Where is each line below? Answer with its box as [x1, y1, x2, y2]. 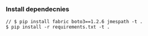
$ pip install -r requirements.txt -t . [6, 24, 111, 31]
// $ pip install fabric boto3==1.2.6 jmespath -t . [6, 19, 143, 25]
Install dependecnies [6, 5, 70, 13]
